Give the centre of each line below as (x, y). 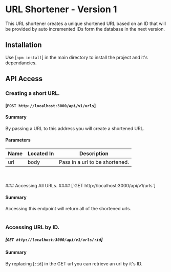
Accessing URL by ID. (33, 227)
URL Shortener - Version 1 (61, 9)
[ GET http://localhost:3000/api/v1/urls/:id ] (54, 239)
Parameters (18, 140)
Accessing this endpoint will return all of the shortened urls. (68, 209)
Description (94, 154)
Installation (24, 45)
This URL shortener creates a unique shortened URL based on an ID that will (86, 23)
